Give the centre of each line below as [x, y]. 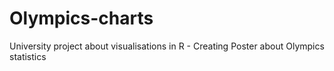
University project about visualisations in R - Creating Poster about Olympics [167, 46]
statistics [28, 56]
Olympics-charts [81, 18]
